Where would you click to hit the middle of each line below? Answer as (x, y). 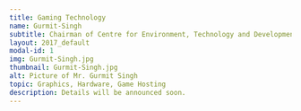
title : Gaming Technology (57, 17)
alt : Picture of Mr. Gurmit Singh (74, 76)
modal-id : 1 (31, 51)
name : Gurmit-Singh (46, 26)
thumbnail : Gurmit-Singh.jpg (64, 68)
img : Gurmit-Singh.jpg (52, 59)
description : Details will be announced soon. (98, 92)
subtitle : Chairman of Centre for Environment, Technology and (130, 34)
